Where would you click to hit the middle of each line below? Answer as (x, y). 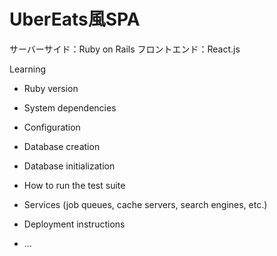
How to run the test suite (74, 185)
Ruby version (51, 88)
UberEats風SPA (75, 19)
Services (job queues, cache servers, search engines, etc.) (145, 204)
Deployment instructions (74, 224)
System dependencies (70, 107)
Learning (28, 69)
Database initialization (69, 166)
